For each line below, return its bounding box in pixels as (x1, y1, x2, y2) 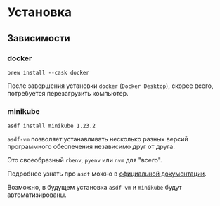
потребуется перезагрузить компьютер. (7, 89, 129, 97)
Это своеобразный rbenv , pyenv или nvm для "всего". (7, 156, 163, 165)
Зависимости (7, 32, 70, 44)
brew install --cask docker (7, 69, 90, 76)
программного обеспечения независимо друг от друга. (7, 142, 176, 151)
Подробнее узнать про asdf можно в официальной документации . (7, 169, 207, 178)
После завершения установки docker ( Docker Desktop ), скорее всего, (7, 82, 214, 90)
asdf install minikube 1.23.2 (7, 122, 96, 130)
